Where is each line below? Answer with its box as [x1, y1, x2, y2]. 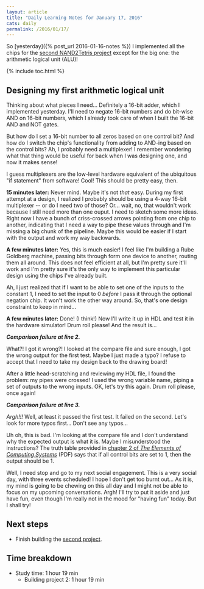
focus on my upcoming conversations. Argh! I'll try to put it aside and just [6, 489, 190, 496]
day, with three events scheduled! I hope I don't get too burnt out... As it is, [6, 475, 194, 483]
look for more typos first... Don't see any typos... [6, 419, 128, 427]
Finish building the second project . [15, 535, 102, 543]
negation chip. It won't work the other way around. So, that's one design [6, 297, 188, 304]
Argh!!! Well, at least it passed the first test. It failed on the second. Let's [6, 413, 187, 421]
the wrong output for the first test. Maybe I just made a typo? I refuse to [6, 352, 186, 359]
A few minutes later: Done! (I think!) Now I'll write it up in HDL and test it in [6, 315, 194, 322]
